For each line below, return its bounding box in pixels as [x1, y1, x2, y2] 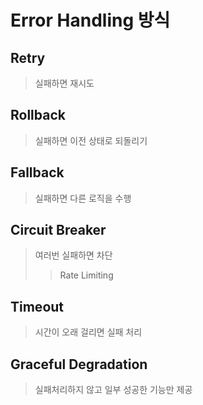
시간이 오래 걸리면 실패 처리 [34, 326, 143, 338]
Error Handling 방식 [10, 9, 171, 32]
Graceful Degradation [10, 356, 148, 373]
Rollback [10, 107, 66, 124]
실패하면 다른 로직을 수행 [34, 192, 132, 204]
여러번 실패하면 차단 [34, 249, 113, 261]
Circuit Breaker [10, 222, 107, 239]
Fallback [10, 164, 65, 181]
